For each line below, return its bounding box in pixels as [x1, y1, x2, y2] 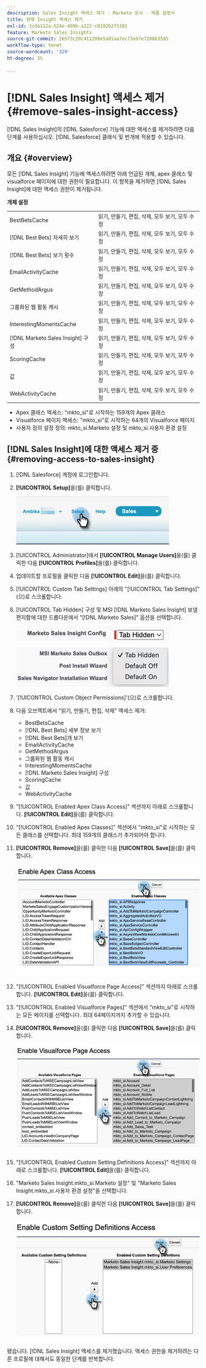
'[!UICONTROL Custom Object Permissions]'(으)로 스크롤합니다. [15, 694, 174, 701]
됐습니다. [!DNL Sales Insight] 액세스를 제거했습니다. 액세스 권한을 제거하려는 [7, 1348, 193, 1355]
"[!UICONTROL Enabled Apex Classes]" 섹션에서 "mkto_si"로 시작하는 [15, 823, 189, 831]
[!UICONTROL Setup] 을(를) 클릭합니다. [15, 484, 112, 491]
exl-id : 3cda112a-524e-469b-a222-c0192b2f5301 [7, 23, 128, 29]
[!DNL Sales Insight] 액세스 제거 [7, 91, 164, 104]
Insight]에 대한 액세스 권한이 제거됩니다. [7, 185, 103, 193]
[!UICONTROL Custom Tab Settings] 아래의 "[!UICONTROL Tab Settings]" [15, 585, 200, 593]
